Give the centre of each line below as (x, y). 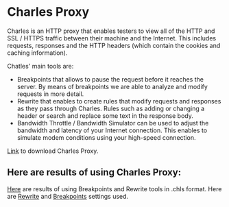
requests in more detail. (50, 94)
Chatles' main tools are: (40, 66)
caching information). (37, 53)
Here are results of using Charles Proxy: (94, 172)
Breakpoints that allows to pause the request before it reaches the (110, 79)
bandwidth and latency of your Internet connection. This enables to (112, 130)
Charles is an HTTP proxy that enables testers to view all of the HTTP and (111, 31)
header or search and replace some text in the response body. (105, 115)
